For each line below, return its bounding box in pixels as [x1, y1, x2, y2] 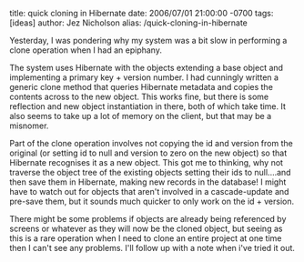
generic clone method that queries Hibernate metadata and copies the [9, 82, 273, 92]
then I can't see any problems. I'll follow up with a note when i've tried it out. [9, 243, 296, 253]
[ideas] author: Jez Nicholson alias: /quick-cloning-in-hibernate [9, 17, 248, 28]
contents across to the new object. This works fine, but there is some [9, 91, 269, 102]
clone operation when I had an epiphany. [9, 45, 162, 55]
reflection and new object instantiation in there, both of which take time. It [9, 101, 287, 112]
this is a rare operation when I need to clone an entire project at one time [9, 233, 282, 244]
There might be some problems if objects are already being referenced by [9, 214, 287, 224]
